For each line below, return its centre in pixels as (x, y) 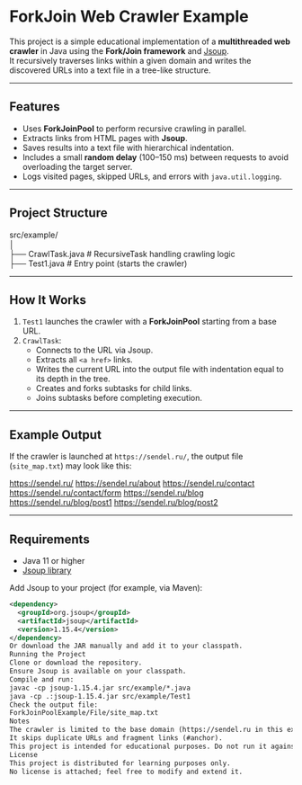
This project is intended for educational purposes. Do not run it (138, 746)
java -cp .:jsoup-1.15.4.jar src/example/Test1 (100, 696)
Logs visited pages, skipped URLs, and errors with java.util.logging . (152, 176)
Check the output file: (54, 705)
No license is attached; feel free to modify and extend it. (126, 772)
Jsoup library (47, 570)
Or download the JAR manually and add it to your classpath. (126, 646)
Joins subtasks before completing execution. (119, 398)
